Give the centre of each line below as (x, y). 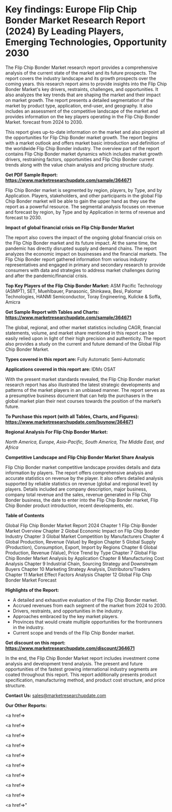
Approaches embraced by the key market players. (66, 616)
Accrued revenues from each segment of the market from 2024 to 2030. (90, 605)
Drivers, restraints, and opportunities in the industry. (68, 611)
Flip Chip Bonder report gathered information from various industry (76, 259)
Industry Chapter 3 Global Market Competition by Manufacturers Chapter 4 (85, 536)
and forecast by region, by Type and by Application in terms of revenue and (85, 212)
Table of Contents (25, 515)
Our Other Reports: (26, 705)
